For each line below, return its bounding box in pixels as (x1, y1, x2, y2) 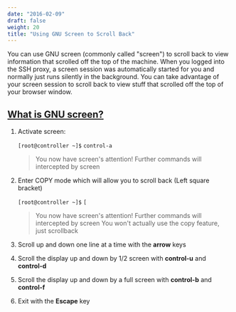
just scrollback (35, 227, 79, 235)
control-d (17, 261, 47, 271)
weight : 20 (7, 24, 40, 31)
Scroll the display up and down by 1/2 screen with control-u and (17, 254, 206, 263)
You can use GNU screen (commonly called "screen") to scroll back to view (7, 50, 229, 58)
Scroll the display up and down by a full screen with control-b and (17, 276, 212, 284)
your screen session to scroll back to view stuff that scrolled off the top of (7, 80, 224, 89)
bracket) (17, 184, 43, 192)
